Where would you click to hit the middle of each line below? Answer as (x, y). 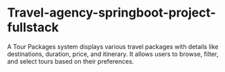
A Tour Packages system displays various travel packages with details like (113, 46)
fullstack (33, 27)
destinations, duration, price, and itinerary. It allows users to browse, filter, (113, 54)
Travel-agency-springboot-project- (112, 13)
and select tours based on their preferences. (71, 61)
